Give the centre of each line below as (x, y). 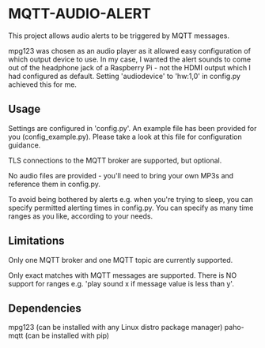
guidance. (25, 145)
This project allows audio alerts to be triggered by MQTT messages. (119, 36)
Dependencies (45, 308)
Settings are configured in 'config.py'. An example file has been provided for (132, 128)
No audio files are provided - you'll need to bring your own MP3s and (121, 175)
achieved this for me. (43, 84)
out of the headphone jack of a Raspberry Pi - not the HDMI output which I (130, 67)
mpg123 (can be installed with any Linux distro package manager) (115, 327)
